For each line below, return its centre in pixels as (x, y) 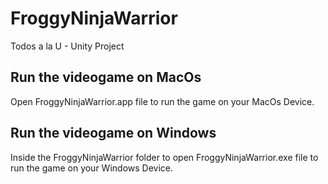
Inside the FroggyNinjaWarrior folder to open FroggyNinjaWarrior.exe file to (164, 157)
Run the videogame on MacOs (106, 77)
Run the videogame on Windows (113, 133)
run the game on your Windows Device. (92, 168)
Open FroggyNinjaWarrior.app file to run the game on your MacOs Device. (162, 101)
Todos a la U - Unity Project (67, 46)
